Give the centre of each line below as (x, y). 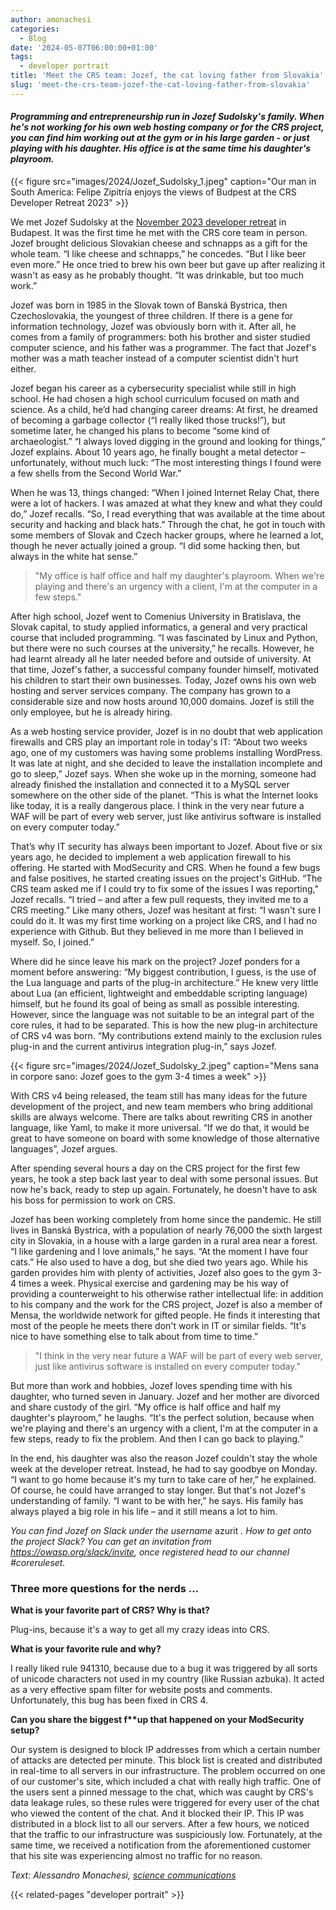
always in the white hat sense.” (74, 556)
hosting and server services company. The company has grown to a (150, 690)
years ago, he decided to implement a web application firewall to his (151, 857)
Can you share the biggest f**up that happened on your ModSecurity (157, 1720)
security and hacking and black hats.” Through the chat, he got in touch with (168, 524)
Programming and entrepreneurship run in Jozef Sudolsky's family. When (167, 117)
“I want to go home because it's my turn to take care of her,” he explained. (163, 1479)
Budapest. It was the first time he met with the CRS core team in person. (159, 232)
